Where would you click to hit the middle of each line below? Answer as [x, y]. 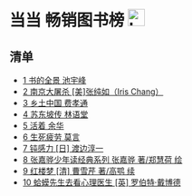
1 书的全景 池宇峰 [54, 80]
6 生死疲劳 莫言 [51, 137]
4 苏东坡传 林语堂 [55, 114]
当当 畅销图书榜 [67, 20]
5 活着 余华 [43, 126]
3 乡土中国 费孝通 [55, 103]
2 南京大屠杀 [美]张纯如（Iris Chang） [93, 92]
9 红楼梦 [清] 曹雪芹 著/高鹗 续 [79, 171]
